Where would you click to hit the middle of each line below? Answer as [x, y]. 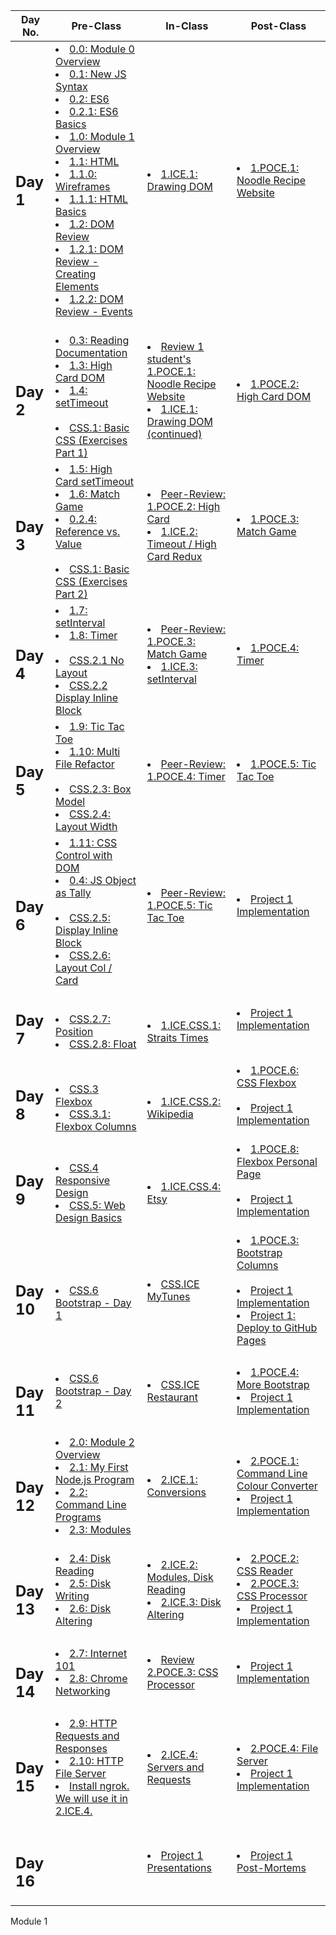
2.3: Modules [100, 1529]
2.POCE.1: [274, 1461]
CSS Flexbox [266, 1082]
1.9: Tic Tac [97, 726]
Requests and [87, 1736]
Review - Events [94, 311]
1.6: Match [94, 494]
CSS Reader [265, 1571]
